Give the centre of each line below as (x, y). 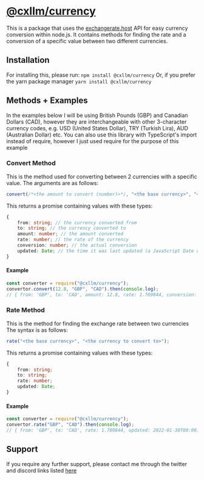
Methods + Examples (47, 101)
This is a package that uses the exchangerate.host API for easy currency (97, 28)
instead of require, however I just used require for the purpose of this (93, 141)
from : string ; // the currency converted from (77, 223)
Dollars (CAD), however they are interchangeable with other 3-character (97, 122)
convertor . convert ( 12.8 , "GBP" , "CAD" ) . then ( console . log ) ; (83, 289)
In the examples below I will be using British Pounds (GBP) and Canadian (97, 115)
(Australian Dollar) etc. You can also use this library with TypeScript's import (102, 135)
